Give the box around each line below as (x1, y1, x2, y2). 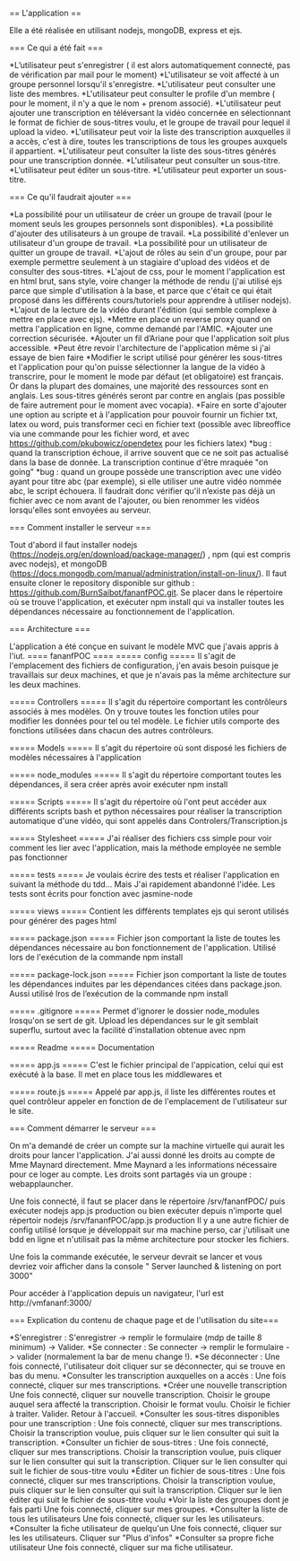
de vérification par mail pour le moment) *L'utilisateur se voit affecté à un (9, 69, 279, 80)
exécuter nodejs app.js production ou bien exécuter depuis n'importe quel (9, 1206, 282, 1215)
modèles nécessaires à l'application (9, 752, 141, 762)
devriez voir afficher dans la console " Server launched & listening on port (9, 1261, 282, 1271)
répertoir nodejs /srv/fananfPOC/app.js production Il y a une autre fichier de (9, 1215, 289, 1225)
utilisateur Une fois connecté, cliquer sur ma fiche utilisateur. (9, 1542, 234, 1552)
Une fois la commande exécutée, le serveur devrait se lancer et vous (9, 1251, 262, 1262)
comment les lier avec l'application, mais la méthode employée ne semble (9, 843, 282, 853)
